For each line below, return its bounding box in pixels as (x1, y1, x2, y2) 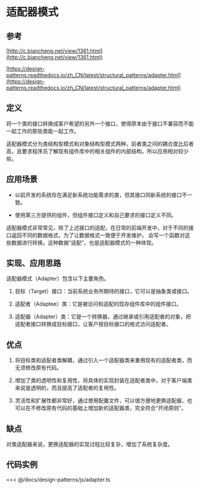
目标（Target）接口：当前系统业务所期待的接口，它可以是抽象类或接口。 (14, 288, 193, 295)
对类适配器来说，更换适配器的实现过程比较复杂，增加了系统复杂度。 (6, 441, 173, 448)
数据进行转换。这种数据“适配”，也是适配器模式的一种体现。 (11, 239, 157, 246)
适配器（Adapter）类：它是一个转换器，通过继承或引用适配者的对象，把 (14, 313, 192, 320)
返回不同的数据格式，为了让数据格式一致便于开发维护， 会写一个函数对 (11, 231, 185, 239)
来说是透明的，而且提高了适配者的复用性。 (14, 385, 120, 392)
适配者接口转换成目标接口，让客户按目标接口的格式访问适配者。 (14, 321, 171, 328)
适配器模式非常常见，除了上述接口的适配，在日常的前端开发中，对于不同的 (6, 224, 189, 231)
